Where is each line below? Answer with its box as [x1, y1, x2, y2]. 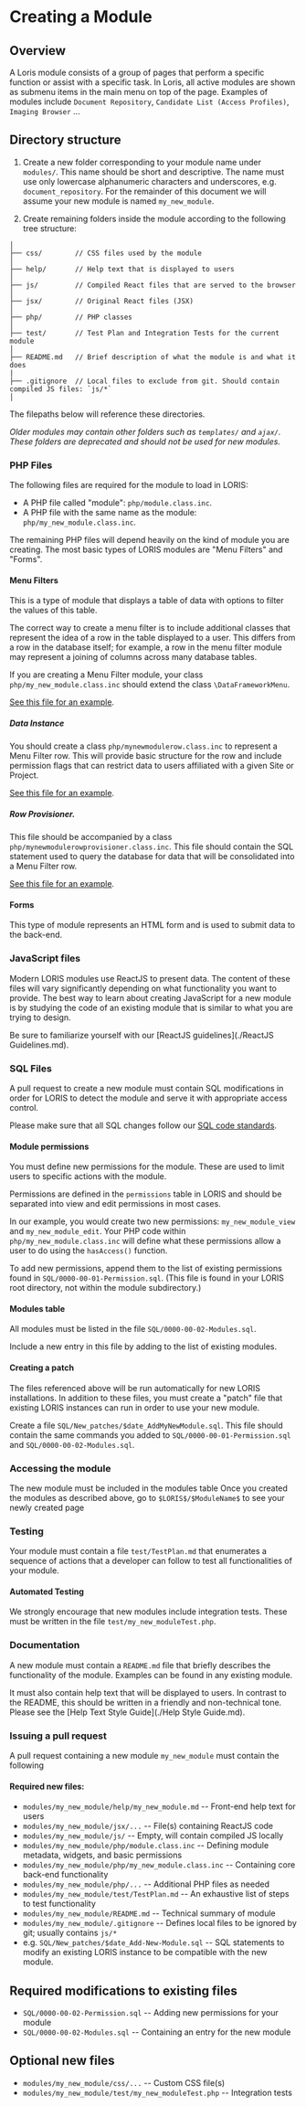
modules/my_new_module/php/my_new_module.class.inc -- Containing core [22, 1859, 296, 1870]
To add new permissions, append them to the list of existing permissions [9, 1263, 283, 1274]
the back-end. [9, 930, 63, 941]
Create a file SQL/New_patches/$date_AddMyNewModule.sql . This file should [9, 1420, 283, 1431]
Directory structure [9, 133, 121, 148]
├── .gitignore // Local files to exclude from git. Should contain [9, 377, 280, 386]
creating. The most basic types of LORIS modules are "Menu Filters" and [9, 544, 283, 555]
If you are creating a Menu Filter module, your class [9, 669, 204, 680]
